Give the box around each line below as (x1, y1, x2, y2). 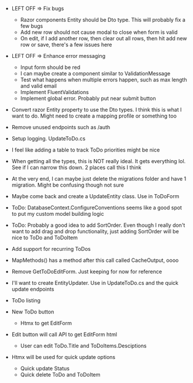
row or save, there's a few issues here (20, 41, 112, 48)
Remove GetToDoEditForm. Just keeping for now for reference (11, 268, 163, 275)
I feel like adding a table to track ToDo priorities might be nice (11, 146, 160, 153)
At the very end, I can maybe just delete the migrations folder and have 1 (11, 175, 187, 182)
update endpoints (11, 286, 54, 292)
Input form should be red (20, 64, 81, 71)
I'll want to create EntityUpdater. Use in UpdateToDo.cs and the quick (11, 280, 179, 286)
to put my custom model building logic (11, 211, 104, 217)
